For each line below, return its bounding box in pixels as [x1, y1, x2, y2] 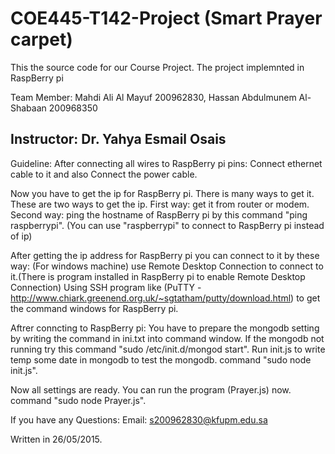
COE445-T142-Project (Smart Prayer [10, 7, 323, 30]
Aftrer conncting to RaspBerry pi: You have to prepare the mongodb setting [10, 322, 320, 334]
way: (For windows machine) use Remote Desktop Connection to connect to [10, 260, 324, 272]
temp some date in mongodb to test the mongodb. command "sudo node [10, 353, 312, 366]
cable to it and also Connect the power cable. [10, 168, 198, 180]
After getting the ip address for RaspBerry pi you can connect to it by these [10, 249, 320, 261]
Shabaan [10, 102, 47, 114]
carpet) [10, 28, 73, 51]
